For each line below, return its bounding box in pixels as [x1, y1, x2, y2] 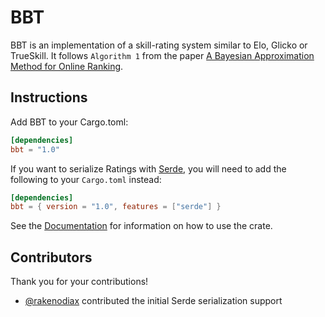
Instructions [10, 89, 88, 106]
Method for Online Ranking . [10, 60, 124, 72]
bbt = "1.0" [10, 144, 60, 155]
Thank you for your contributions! [10, 276, 149, 288]
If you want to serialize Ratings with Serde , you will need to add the [10, 162, 287, 175]
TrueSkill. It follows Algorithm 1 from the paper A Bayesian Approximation [10, 49, 315, 61]
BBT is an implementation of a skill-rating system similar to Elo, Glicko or [10, 39, 308, 51]
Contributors [10, 249, 93, 266]
